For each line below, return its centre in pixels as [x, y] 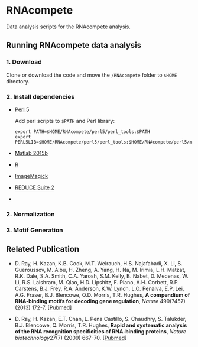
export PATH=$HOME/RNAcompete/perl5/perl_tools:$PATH [82, 132]
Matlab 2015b [31, 153]
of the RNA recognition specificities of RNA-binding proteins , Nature [100, 331]
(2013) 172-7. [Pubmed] [43, 307]
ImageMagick [31, 176]
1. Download [24, 62]
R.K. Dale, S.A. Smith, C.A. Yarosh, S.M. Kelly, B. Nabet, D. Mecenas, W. [102, 276]
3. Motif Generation [35, 230]
